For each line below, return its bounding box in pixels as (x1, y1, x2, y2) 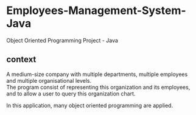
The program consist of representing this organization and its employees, (6, 83, 191, 91)
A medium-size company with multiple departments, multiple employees (6, 71, 188, 78)
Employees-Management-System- (6, 4, 187, 18)
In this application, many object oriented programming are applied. (6, 102, 173, 109)
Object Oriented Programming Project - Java (6, 37, 119, 44)
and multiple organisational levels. (6, 77, 92, 84)
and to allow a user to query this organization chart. (6, 89, 136, 97)
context (6, 54, 37, 64)
